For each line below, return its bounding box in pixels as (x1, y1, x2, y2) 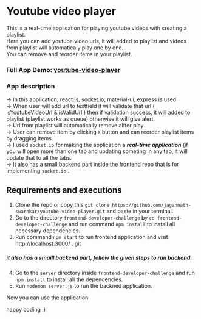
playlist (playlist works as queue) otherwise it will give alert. (6, 115, 155, 123)
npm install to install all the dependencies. (15, 276, 123, 283)
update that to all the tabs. (6, 154, 72, 162)
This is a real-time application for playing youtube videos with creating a (6, 24, 187, 32)
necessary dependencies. (15, 227, 81, 234)
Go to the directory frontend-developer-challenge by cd (15, 213, 155, 221)
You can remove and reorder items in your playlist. (6, 50, 132, 57)
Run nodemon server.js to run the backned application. (15, 282, 153, 289)
